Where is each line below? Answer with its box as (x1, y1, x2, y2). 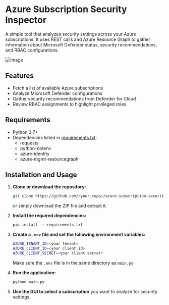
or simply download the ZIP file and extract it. (12, 203, 107, 209)
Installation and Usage (5, 170, 77, 179)
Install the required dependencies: (12, 213, 87, 219)
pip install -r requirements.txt (12, 222, 83, 228)
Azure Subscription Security (5, 4, 127, 15)
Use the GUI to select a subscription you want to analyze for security (12, 288, 158, 294)
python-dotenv (20, 145, 51, 151)
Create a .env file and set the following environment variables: (12, 231, 146, 238)
